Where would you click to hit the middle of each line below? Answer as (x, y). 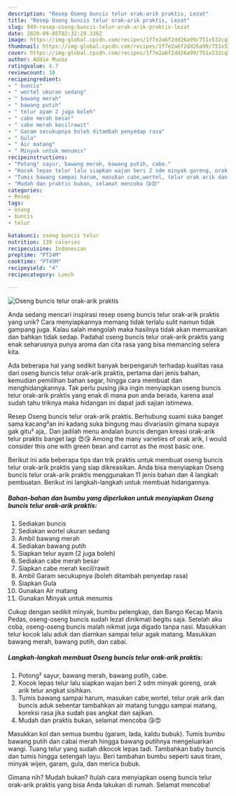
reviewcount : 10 (32, 72)
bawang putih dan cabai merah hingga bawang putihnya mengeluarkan (111, 741)
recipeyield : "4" (33, 268)
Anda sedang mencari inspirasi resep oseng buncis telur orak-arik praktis (114, 314)
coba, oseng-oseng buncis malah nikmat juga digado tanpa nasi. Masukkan (117, 627)
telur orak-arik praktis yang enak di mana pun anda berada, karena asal (111, 395)
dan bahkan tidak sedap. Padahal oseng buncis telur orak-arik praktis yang (116, 337)
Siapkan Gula (37, 583)
